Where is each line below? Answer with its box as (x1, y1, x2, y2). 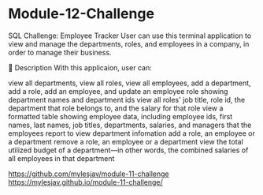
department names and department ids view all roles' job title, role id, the (8, 95, 246, 104)
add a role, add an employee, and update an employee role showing (8, 86, 228, 96)
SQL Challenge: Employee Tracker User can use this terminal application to (8, 31, 252, 40)
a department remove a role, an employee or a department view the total (8, 137, 244, 146)
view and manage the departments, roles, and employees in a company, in (8, 39, 250, 48)
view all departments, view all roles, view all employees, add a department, (8, 78, 251, 88)
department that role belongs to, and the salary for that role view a (8, 103, 224, 113)
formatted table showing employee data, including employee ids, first (8, 111, 233, 121)
